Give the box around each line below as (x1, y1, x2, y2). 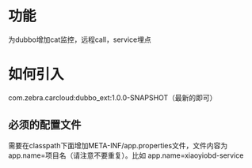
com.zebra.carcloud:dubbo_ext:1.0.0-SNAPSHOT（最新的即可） (8, 92, 217, 103)
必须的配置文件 (8, 118, 82, 132)
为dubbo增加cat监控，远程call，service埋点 (8, 35, 152, 44)
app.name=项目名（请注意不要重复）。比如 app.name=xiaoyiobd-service (8, 151, 244, 160)
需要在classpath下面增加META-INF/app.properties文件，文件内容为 (8, 140, 228, 150)
